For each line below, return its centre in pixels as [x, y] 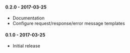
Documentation [28, 18]
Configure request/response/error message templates [69, 23]
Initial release [26, 46]
